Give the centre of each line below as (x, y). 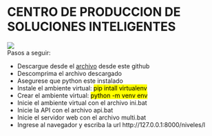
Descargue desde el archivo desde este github (83, 66)
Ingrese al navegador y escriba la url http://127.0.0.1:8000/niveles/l (111, 124)
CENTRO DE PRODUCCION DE (94, 12)
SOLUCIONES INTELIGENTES (92, 27)
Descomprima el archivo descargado (70, 73)
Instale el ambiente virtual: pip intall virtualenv (82, 88)
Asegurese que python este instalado (70, 81)
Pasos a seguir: (29, 52)
